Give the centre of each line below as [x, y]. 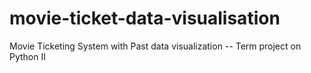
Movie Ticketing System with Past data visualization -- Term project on [155, 46]
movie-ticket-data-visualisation [145, 18]
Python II [27, 56]
